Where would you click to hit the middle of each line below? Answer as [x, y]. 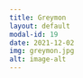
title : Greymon [38, 17]
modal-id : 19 [34, 34]
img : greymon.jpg [42, 51]
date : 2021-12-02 [42, 43]
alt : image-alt [38, 59]
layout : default [40, 26]
